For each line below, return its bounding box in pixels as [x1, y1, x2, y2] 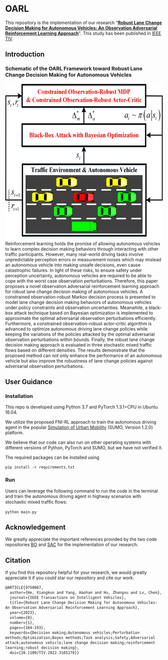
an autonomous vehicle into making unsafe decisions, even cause [5, 262, 141, 268]
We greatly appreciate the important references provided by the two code [5, 536, 157, 542]
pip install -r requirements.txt [5, 465, 75, 470]
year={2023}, [9, 610, 37, 615]
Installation [5, 392, 33, 399]
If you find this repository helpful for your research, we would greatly [5, 570, 147, 576]
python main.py [5, 510, 37, 515]
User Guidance [5, 378, 53, 386]
